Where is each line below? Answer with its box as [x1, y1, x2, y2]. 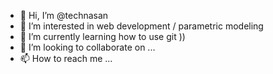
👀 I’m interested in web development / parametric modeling [19, 20, 264, 32]
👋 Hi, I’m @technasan [19, 10, 109, 21]
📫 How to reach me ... [19, 53, 113, 64]
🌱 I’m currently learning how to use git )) [19, 31, 186, 42]
